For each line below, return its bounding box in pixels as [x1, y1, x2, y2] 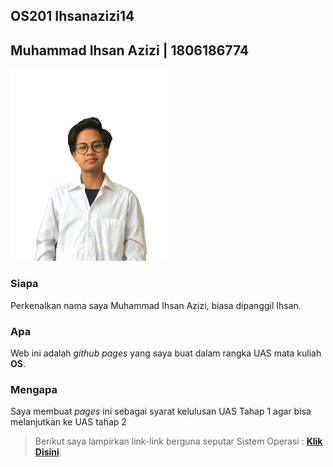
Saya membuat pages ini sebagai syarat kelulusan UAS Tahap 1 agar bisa [10, 405, 312, 418]
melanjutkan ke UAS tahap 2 [10, 416, 127, 428]
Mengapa [10, 382, 58, 396]
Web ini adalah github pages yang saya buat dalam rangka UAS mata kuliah [10, 347, 322, 359]
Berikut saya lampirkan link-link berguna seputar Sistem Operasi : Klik [34, 435, 323, 448]
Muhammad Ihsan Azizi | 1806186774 [10, 42, 250, 59]
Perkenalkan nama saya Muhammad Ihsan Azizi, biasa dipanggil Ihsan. [10, 299, 302, 311]
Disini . [34, 446, 62, 458]
